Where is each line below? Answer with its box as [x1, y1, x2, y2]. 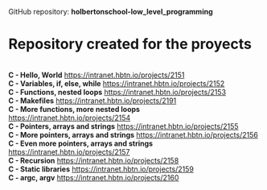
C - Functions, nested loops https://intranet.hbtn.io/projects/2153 [8, 87, 227, 97]
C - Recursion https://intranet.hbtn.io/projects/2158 [8, 155, 179, 165]
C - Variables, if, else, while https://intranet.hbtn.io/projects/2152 [8, 78, 225, 88]
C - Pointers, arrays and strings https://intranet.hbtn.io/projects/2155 [8, 121, 239, 131]
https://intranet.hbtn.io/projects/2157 [8, 147, 130, 156]
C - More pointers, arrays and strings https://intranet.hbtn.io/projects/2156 [8, 130, 259, 139]
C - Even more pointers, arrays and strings [8, 138, 154, 148]
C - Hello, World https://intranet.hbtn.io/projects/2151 [8, 70, 185, 80]
